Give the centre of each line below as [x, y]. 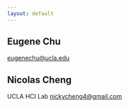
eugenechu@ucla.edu [39, 58]
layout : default [30, 13]
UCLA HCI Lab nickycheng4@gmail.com [64, 97]
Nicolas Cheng [40, 80]
